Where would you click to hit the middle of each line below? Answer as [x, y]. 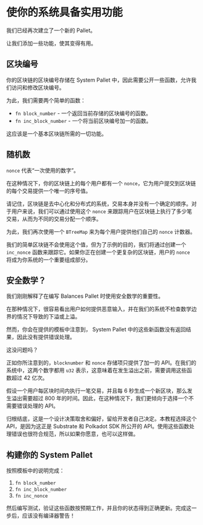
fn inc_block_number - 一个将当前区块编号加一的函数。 [83, 121]
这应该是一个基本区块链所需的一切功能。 [56, 133]
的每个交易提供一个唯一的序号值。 [49, 191]
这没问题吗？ [22, 350]
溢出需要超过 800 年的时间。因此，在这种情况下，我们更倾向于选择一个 [100, 398]
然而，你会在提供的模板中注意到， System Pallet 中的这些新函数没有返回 [96, 329]
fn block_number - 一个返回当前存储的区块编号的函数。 [83, 113]
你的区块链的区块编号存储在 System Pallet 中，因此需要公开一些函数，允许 [99, 80]
